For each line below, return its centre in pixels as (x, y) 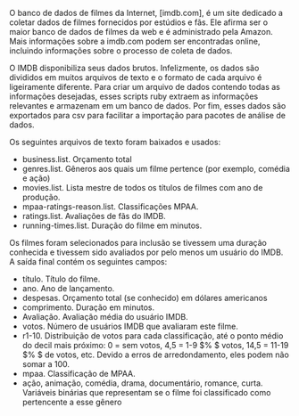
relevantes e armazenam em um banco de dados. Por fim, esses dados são (148, 106)
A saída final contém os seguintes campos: (88, 261)
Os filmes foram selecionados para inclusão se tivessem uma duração (138, 243)
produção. (41, 197)
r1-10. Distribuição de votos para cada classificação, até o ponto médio (153, 336)
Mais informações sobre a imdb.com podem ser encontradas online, (135, 41)
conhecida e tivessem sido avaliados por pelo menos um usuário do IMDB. (146, 252)
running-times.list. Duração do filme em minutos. (112, 225)
